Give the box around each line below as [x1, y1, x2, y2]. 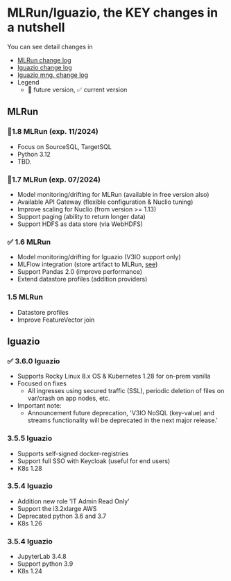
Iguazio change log [17, 63, 73, 71]
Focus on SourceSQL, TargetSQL [17, 142, 112, 150]
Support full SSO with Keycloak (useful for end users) [17, 456, 171, 465]
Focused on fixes [17, 379, 67, 388]
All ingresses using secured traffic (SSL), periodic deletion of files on [27, 387, 225, 395]
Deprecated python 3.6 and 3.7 [17, 512, 107, 520]
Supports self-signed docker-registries [17, 449, 129, 458]
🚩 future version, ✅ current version [27, 85, 128, 94]
